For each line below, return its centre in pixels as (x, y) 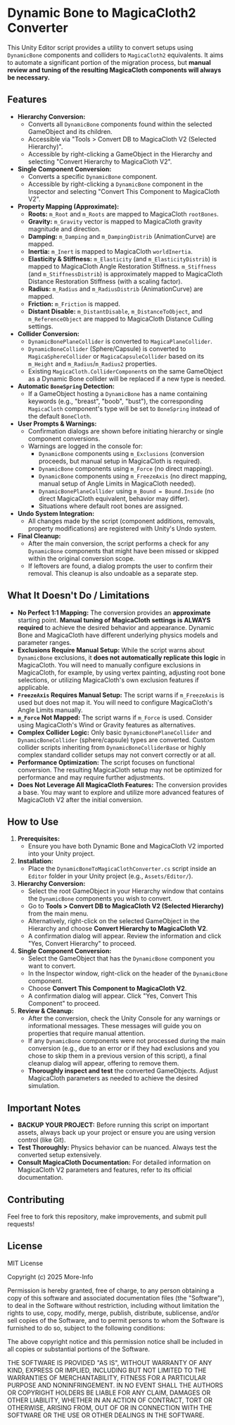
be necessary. (29, 77)
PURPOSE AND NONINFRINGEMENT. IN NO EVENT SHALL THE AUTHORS (115, 1385)
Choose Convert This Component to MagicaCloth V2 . (107, 989)
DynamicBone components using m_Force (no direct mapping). (126, 468)
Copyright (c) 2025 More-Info (50, 1276)
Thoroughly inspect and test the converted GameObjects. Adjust (123, 1071)
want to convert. (52, 966)
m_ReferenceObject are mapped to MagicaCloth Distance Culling (120, 319)
